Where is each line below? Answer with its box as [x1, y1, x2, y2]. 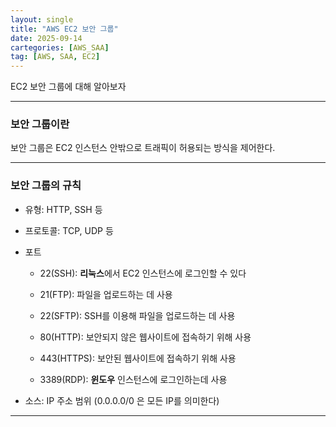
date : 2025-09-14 [10, 33, 83, 43]
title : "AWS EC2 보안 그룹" [10, 24, 119, 34]
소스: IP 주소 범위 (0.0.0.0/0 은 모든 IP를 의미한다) [24, 394, 220, 406]
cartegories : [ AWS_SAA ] [10, 42, 110, 53]
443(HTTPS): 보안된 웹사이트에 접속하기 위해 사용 [39, 352, 237, 364]
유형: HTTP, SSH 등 [24, 203, 103, 215]
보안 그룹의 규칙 [10, 179, 82, 193]
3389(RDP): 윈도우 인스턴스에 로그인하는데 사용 [39, 373, 228, 385]
